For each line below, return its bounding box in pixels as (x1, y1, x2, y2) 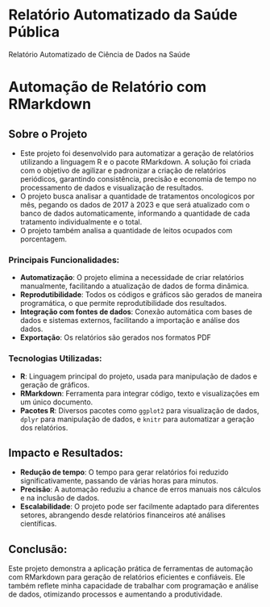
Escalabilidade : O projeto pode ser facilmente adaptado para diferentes (19, 502, 260, 512)
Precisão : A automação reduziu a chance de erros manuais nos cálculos (19, 484, 262, 494)
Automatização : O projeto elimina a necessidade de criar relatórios (19, 273, 244, 283)
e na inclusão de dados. (19, 493, 100, 503)
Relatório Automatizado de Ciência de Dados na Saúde (8, 49, 191, 59)
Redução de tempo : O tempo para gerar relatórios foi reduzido (19, 467, 229, 477)
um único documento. (19, 397, 93, 407)
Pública (8, 23, 60, 41)
